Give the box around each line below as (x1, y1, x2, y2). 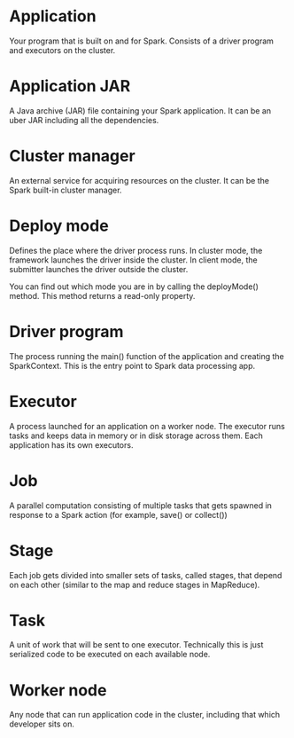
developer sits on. (9, 718, 75, 729)
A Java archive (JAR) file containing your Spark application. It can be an (9, 105, 272, 116)
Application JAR (9, 76, 131, 97)
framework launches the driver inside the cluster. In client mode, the (9, 255, 259, 265)
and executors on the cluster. (9, 44, 116, 55)
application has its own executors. (9, 439, 134, 450)
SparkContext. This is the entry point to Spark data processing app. (9, 360, 256, 371)
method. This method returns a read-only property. (9, 290, 196, 301)
